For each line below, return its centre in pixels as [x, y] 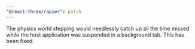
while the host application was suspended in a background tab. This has [95, 35]
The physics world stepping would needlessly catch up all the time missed [98, 28]
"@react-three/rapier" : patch [44, 12]
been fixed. [20, 41]
